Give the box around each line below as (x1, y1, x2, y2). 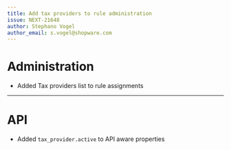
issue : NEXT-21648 (7, 17, 60, 23)
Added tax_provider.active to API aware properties (16, 135, 165, 143)
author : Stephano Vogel (7, 23, 76, 30)
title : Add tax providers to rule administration (7, 10, 153, 17)
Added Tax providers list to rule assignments (16, 82, 144, 90)
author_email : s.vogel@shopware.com (7, 29, 112, 36)
